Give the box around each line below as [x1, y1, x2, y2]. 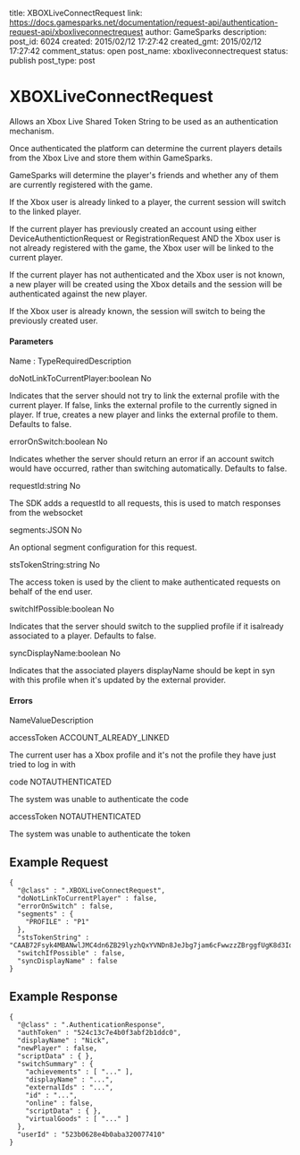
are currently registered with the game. [9, 179, 154, 190]
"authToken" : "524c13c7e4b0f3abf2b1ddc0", [17, 1028, 181, 1037]
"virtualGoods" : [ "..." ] [25, 1114, 129, 1123]
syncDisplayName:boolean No [9, 648, 121, 659]
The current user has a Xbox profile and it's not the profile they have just [9, 749, 277, 760]
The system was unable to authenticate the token [9, 828, 191, 840]
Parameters [9, 336, 54, 346]
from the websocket [9, 508, 83, 518]
